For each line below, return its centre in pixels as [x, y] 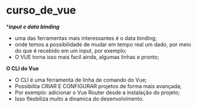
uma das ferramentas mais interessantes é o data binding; [86, 38]
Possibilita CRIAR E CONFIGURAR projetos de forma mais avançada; [98, 86]
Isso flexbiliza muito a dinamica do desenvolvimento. [79, 99]
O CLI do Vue [23, 68]
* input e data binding [33, 27]
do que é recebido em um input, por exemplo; [71, 50]
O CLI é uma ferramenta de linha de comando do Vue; [81, 80]
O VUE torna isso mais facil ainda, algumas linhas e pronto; [87, 57]
